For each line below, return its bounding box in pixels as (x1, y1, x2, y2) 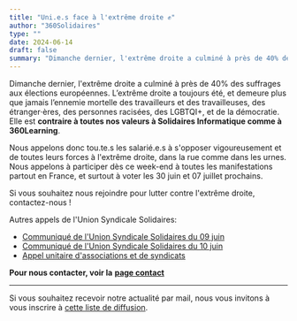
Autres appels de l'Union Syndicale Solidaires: (9, 214, 178, 225)
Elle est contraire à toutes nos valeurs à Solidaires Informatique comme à (9, 116, 283, 126)
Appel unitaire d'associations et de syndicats (21, 250, 186, 261)
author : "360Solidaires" (9, 21, 101, 30)
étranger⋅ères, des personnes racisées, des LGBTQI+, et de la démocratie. (9, 107, 280, 117)
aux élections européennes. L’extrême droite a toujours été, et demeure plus (9, 88, 287, 98)
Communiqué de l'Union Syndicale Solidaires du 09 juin (21, 232, 225, 241)
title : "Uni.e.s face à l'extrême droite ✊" (9, 12, 176, 22)
